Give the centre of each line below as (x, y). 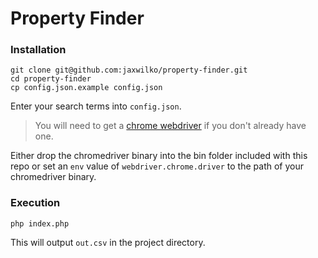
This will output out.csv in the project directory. (108, 242)
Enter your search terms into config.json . (96, 106)
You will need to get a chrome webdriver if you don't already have (170, 126)
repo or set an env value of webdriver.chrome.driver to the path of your (157, 166)
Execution (35, 203)
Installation (38, 50)
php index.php (40, 223)
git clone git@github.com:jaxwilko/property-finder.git (129, 70)
